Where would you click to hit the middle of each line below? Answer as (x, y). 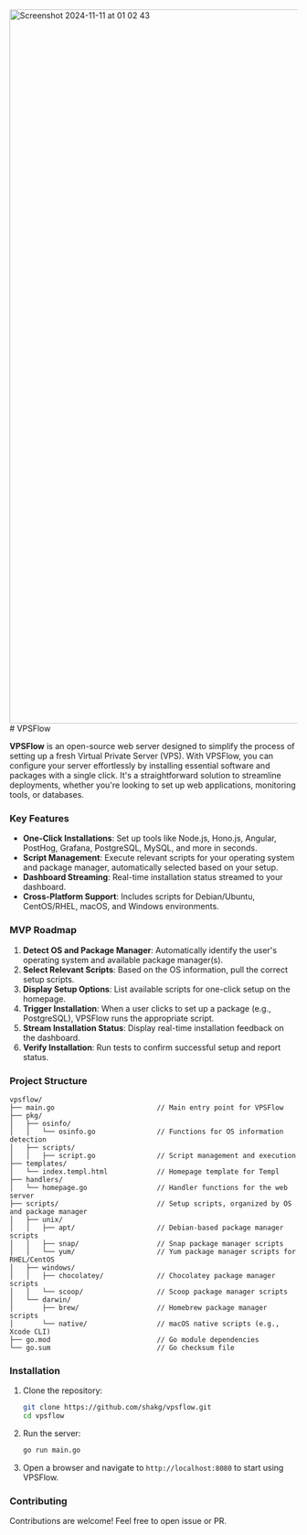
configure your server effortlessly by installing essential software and (140, 766)
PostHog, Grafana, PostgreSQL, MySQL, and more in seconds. (140, 848)
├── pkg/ (26, 1115)
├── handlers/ (37, 1179)
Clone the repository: (63, 1390)
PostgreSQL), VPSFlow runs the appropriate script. (118, 1018)
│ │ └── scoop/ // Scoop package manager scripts (148, 1292)
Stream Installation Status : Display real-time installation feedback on (153, 1027)
